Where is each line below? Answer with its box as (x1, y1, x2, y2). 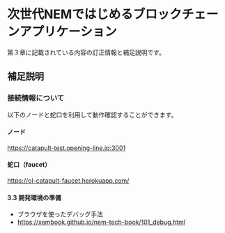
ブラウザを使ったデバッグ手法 (17, 210, 103, 218)
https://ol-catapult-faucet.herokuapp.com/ (7, 176, 130, 185)
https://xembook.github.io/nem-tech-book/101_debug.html (17, 218, 186, 227)
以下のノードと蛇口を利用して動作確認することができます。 (7, 110, 178, 119)
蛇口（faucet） (7, 160, 51, 169)
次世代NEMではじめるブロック (7, 6, 183, 22)
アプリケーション (20, 24, 117, 40)
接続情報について (7, 93, 65, 103)
